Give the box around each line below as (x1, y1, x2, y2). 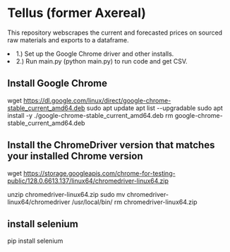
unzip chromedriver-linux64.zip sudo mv (7, 190, 126, 198)
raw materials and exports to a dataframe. (7, 35, 129, 44)
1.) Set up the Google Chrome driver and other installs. (16, 49, 174, 58)
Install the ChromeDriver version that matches (7, 139, 215, 151)
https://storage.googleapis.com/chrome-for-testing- (23, 169, 176, 177)
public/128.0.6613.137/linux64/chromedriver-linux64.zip (7, 176, 169, 185)
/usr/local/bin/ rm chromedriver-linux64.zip (71, 198, 198, 206)
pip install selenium (7, 236, 63, 245)
